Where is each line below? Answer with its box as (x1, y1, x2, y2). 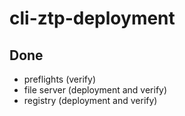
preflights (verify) (23, 73, 96, 85)
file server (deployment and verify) (23, 84, 168, 96)
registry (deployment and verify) (23, 95, 158, 106)
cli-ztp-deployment (9, 7, 176, 30)
